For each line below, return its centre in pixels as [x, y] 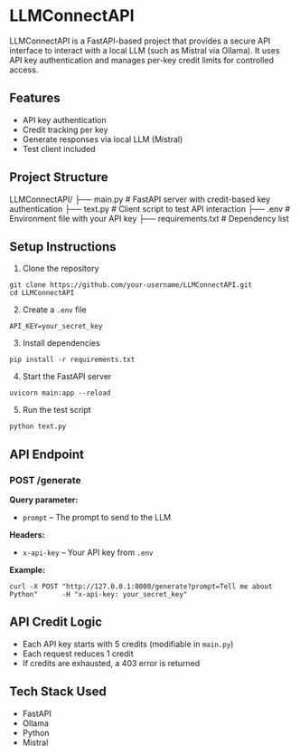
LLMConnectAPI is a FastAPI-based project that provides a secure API [140, 41]
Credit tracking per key [65, 129]
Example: [28, 570]
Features [35, 98]
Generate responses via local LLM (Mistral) [103, 139]
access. [24, 70]
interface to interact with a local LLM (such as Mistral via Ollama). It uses [145, 50]
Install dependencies [61, 343]
